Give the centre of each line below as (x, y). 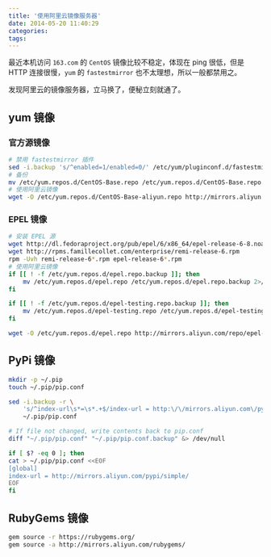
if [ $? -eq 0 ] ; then (46, 453)
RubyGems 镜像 (48, 518)
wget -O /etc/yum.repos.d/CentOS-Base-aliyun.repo (95, 197)
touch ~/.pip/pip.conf (46, 387)
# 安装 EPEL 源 (32, 237)
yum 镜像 (31, 117)
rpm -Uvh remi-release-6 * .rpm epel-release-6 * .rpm (95, 259)
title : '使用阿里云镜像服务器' (55, 16)
